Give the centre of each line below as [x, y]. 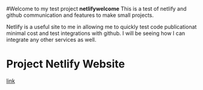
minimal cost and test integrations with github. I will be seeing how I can [96, 33]
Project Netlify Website [66, 64]
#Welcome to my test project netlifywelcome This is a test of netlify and [97, 9]
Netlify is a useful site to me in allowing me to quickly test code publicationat [101, 27]
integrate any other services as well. [51, 40]
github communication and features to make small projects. [80, 15]
